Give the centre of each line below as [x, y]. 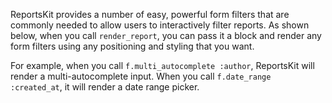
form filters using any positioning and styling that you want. [132, 46]
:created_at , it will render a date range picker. [105, 87]
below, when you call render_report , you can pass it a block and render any [166, 35]
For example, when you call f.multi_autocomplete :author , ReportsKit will [162, 65]
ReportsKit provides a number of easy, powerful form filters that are [150, 14]
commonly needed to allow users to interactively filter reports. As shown [160, 25]
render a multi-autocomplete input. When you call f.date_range [141, 76]
